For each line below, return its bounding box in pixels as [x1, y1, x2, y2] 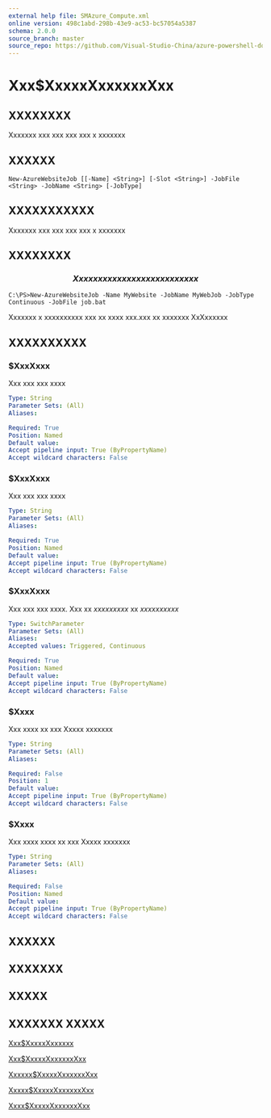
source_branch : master [8, 34, 85, 43]
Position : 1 [8, 777, 48, 785]
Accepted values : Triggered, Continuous [8, 642, 147, 650]
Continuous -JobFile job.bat [8, 298, 106, 307]
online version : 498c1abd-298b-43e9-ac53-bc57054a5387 [8, 19, 197, 27]
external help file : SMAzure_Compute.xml [8, 11, 150, 20]
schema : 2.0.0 [8, 27, 56, 35]
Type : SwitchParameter [8, 620, 85, 628]
